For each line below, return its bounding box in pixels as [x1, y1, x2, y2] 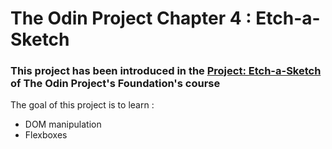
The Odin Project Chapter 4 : [10, 7, 252, 30]
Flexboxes [24, 129, 68, 141]
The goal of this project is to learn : [10, 99, 155, 111]
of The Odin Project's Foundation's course [10, 77, 221, 91]
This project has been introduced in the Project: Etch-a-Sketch [10, 64, 322, 78]
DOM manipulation [24, 118, 102, 131]
